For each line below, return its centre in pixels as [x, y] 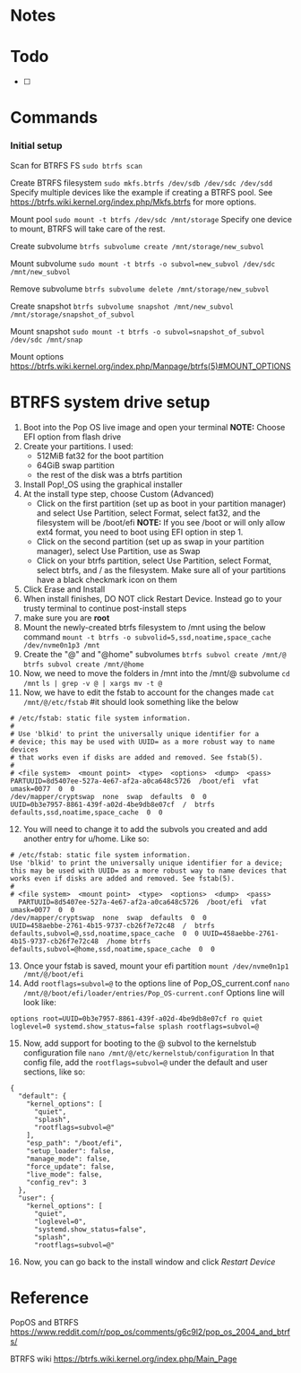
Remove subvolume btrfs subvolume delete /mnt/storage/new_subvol [140, 289]
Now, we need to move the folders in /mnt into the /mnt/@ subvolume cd [156, 673]
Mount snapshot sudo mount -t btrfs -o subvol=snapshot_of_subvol [138, 331]
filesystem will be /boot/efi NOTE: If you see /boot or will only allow [161, 522]
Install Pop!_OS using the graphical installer [103, 484]
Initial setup [36, 146]
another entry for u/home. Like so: [86, 839]
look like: [39, 1002]
